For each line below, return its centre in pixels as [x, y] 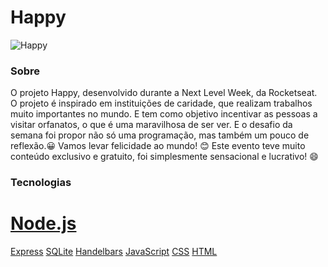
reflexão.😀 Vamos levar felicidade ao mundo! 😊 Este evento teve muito [158, 146]
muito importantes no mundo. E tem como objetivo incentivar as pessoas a [164, 114]
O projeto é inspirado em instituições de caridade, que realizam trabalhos [161, 103]
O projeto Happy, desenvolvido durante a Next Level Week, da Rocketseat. [164, 93]
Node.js [43, 223]
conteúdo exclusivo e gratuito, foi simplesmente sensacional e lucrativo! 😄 [164, 157]
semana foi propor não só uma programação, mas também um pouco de [160, 135]
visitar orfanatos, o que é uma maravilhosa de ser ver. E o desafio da [151, 125]
